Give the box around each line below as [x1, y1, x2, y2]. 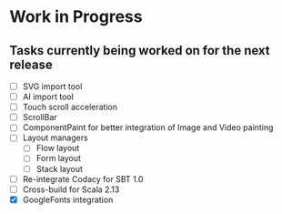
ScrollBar [22, 112, 57, 123]
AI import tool [22, 91, 75, 102]
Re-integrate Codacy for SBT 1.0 [22, 173, 144, 184]
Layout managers [22, 132, 88, 143]
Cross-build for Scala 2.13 [22, 184, 120, 195]
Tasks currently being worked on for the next [9, 43, 270, 58]
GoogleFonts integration [22, 194, 114, 205]
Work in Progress [9, 6, 143, 27]
